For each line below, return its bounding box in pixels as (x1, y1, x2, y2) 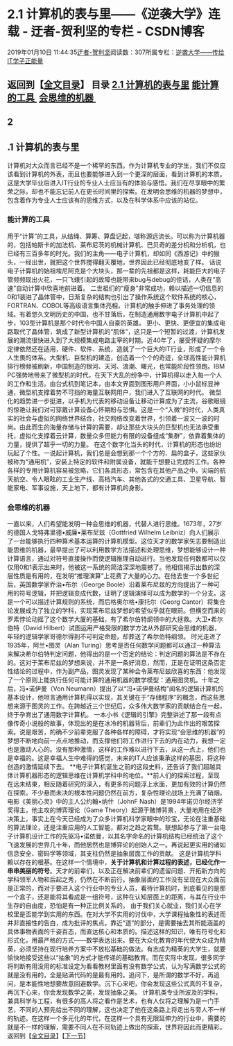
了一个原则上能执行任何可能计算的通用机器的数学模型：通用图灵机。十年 (7, 676, 214, 684)
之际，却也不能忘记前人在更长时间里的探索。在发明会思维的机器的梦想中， (12, 187, 226, 195)
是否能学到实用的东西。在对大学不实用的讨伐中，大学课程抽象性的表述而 (19, 910, 226, 918)
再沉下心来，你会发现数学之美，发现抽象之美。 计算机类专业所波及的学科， (7, 988, 222, 997)
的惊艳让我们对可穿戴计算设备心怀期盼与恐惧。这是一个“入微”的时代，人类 (7, 405, 220, 414)
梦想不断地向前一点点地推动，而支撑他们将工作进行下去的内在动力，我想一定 (7, 736, 226, 745)
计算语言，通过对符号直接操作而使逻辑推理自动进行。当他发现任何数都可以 (7, 555, 220, 563)
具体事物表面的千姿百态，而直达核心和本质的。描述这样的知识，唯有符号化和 (7, 927, 226, 936)
